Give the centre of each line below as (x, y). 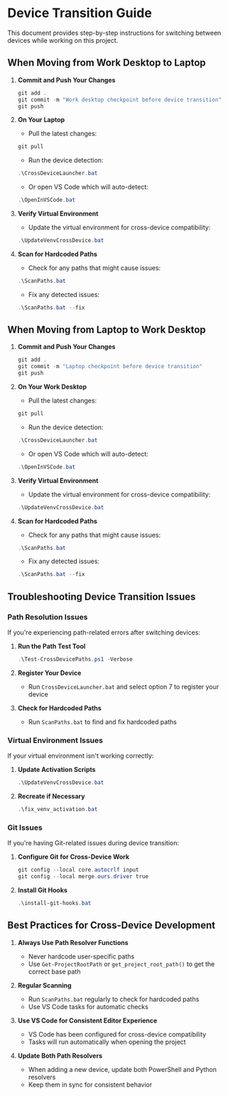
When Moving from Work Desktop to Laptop (107, 63)
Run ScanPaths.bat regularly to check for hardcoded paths (114, 999)
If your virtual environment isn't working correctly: (81, 756)
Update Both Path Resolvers (60, 1055)
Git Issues (25, 828)
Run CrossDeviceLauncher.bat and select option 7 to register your (124, 687)
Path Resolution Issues (48, 617)
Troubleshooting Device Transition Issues (102, 596)
